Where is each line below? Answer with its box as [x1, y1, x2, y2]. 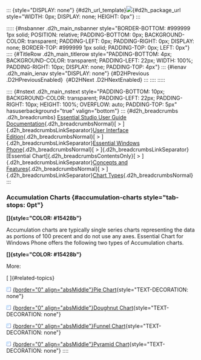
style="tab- [143, 193, 179, 201]
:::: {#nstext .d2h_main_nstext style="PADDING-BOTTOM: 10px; [6, 88, 165, 95]
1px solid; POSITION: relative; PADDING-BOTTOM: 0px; [6, 31, 143, 38]
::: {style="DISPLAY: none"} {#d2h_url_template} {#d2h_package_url [6, 7, 181, 13]
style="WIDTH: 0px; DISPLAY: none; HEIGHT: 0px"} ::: [6, 13, 141, 20]
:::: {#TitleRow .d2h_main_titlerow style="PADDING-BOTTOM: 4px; [6, 50, 173, 58]
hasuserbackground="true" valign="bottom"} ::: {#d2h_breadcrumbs [6, 107, 179, 115]
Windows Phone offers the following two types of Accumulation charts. [6, 239, 184, 247]
